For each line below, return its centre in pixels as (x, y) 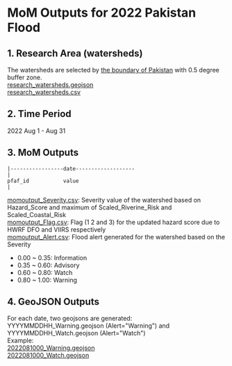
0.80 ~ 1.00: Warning (47, 280)
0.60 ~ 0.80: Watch (45, 272)
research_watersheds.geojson (50, 85)
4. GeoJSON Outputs (53, 302)
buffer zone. (25, 77)
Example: (20, 341)
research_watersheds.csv (44, 92)
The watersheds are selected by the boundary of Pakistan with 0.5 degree (114, 70)
